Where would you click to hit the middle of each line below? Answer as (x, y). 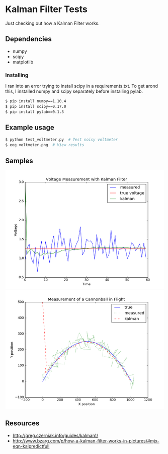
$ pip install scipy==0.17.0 (36, 106)
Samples (19, 160)
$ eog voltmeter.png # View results (45, 145)
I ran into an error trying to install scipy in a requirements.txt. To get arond (82, 86)
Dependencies (28, 39)
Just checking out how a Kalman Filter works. (52, 23)
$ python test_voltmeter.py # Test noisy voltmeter (62, 140)
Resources (22, 424)
